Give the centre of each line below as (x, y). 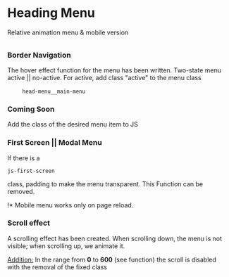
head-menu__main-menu (54, 91)
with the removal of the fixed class (57, 267)
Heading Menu (51, 13)
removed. (21, 191)
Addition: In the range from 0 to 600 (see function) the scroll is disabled (112, 259)
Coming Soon (31, 109)
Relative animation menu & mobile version (68, 32)
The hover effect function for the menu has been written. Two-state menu (114, 70)
